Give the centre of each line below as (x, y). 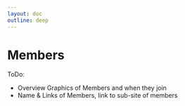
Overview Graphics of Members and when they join (92, 88)
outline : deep (28, 20)
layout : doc (25, 14)
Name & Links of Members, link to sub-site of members (97, 95)
